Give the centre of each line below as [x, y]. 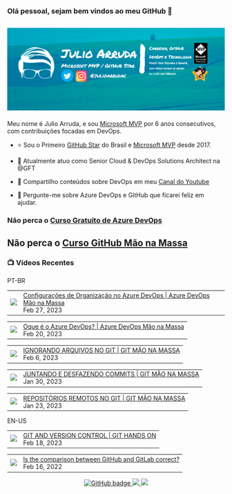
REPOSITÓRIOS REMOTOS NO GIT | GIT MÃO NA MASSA [104, 398]
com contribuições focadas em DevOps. [65, 131]
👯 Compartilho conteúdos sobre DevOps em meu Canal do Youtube [113, 182]
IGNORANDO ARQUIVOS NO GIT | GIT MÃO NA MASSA [102, 350]
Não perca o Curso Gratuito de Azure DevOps [85, 221]
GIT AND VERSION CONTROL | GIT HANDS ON [90, 435]
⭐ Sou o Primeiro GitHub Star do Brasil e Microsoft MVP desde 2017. [114, 145]
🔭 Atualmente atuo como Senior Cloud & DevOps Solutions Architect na [118, 161]
